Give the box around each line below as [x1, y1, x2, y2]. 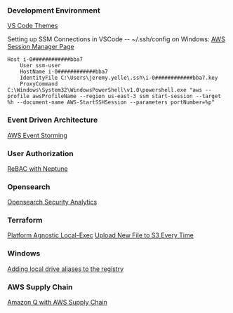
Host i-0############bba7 [7, 56, 83, 63]
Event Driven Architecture [7, 115, 98, 125]
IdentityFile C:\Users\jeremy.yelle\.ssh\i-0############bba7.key [20, 74, 218, 82]
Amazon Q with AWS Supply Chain [7, 298, 107, 307]
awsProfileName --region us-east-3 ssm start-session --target [32, 93, 221, 100]
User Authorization [7, 148, 74, 158]
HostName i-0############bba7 [20, 69, 109, 76]
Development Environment [7, 6, 100, 15]
